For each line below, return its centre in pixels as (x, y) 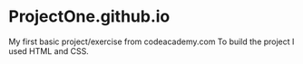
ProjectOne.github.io (89, 17)
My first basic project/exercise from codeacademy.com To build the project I (151, 41)
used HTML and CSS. (49, 50)
